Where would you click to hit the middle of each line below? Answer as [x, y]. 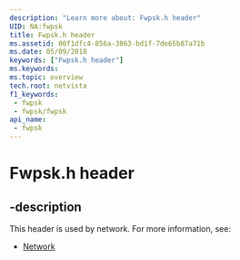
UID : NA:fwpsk [36, 26]
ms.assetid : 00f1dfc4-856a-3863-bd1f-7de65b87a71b [107, 43]
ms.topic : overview [46, 78]
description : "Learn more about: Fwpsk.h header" [105, 18]
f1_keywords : [34, 94]
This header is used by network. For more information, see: [120, 229]
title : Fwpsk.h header [52, 35]
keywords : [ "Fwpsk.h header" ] [67, 60]
